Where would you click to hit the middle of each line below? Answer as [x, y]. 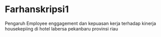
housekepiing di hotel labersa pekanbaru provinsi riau [62, 28]
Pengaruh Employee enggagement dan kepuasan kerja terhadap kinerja [80, 23]
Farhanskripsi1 [37, 9]
